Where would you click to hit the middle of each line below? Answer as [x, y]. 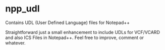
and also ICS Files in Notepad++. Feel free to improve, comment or [75, 37]
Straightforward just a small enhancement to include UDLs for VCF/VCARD [82, 32]
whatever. [16, 42]
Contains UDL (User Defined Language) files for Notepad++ [68, 22]
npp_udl [22, 9]
